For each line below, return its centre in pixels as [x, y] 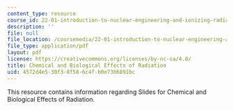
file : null [23, 33]
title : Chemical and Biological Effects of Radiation [87, 65]
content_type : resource [42, 14]
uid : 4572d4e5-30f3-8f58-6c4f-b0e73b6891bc [71, 72]
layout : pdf [24, 53]
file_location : [29, 40]
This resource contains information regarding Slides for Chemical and [107, 92]
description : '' [31, 26]
